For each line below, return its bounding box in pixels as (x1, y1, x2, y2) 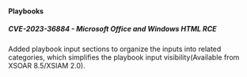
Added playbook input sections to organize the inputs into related (8, 44, 222, 53)
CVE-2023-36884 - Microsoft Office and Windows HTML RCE (8, 24, 217, 34)
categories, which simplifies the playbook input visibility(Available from (8, 52, 240, 62)
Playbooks (8, 6, 44, 16)
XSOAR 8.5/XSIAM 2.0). (8, 60, 85, 70)
